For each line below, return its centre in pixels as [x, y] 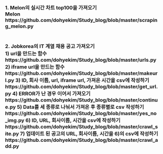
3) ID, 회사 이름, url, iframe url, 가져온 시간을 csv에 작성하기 [82, 80]
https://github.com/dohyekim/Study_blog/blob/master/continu [81, 100]
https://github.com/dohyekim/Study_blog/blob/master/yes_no [81, 113]
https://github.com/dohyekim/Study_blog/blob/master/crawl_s [81, 126]
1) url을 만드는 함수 [26, 53]
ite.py [12, 134]
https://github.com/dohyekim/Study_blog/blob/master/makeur [81, 73]
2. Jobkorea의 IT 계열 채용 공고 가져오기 [50, 46]
